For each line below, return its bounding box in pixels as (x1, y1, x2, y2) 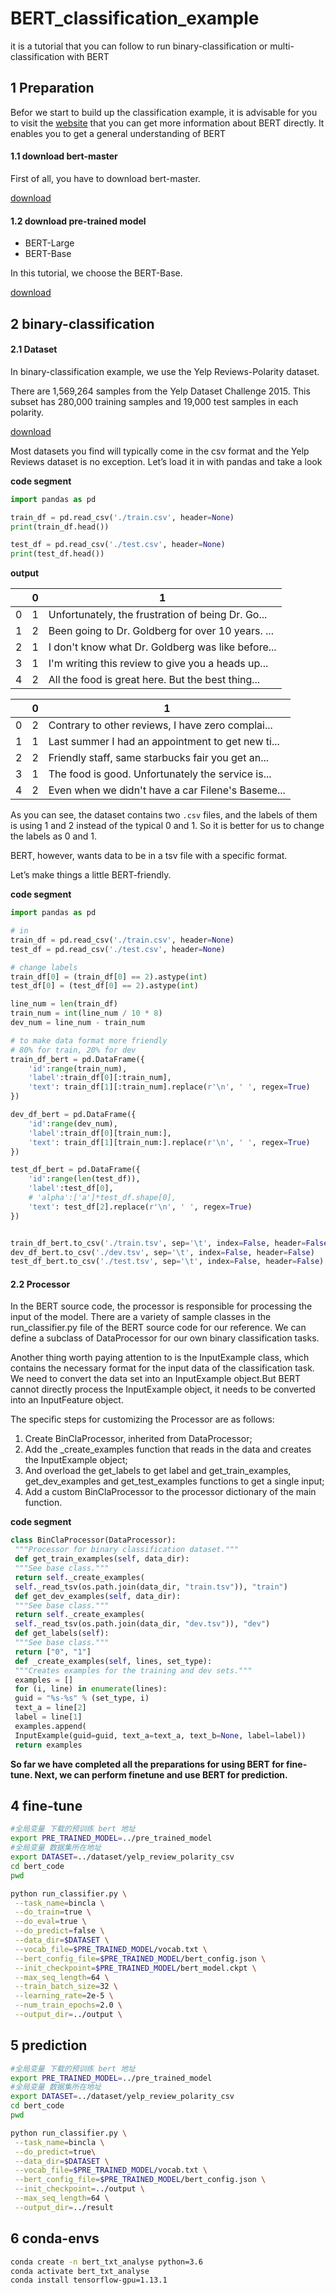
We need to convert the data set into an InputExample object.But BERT (10, 1373, 302, 1385)
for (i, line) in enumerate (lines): (14, 1684, 168, 1694)
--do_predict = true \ (14, 2147, 97, 2157)
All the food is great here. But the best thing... (48, 673, 261, 687)
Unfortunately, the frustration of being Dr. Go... (48, 608, 268, 622)
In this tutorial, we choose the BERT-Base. (10, 267, 183, 279)
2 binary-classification (10, 315, 155, 332)
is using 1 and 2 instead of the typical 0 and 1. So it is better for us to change (10, 820, 325, 832)
